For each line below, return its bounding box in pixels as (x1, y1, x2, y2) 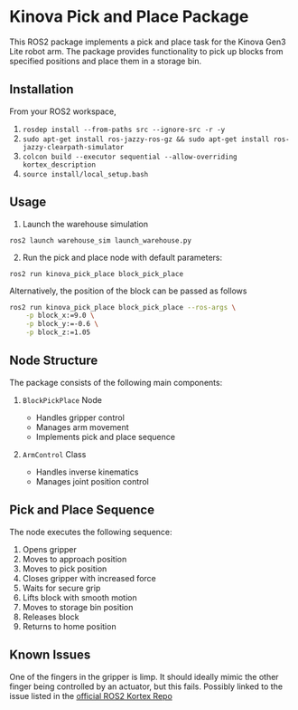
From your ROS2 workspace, (9, 106, 117, 117)
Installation (9, 82, 74, 97)
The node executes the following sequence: (9, 526, 173, 537)
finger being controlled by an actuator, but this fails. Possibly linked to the (9, 681, 283, 692)
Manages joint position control (35, 475, 149, 486)
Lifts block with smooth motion (22, 591, 137, 603)
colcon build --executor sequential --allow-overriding (22, 152, 237, 161)
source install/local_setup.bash (22, 169, 149, 178)
